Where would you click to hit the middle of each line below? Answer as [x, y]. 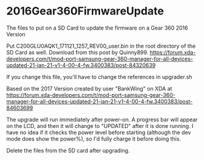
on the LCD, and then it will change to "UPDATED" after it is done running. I [100, 126]
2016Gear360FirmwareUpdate [85, 11]
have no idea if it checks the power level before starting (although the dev [99, 132]
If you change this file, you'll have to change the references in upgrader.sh [99, 77]
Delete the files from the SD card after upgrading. [68, 150]
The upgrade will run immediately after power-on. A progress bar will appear [102, 120]
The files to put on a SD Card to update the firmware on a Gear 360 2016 [97, 28]
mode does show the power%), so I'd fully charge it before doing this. [93, 139]
